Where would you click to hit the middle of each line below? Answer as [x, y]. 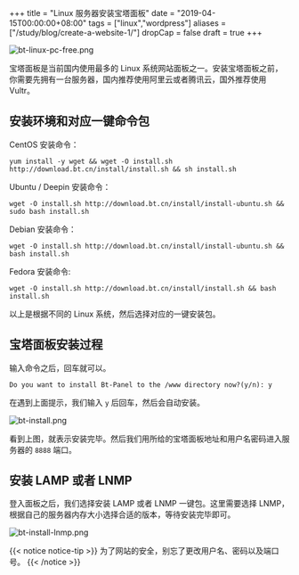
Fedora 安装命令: [40, 271]
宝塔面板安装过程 [56, 345]
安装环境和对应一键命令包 [79, 122]
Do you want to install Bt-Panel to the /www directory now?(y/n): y [141, 385]
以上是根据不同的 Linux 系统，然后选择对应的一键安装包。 [115, 314]
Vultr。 [22, 90]
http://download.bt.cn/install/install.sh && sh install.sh [123, 169]
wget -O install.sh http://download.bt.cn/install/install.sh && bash [143, 288]
